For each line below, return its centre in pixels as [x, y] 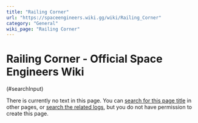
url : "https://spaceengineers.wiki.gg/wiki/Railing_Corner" [84, 18]
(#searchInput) [25, 89]
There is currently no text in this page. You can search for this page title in [99, 100]
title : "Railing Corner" [38, 12]
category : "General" [32, 23]
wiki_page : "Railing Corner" [43, 29]
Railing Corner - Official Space [84, 59]
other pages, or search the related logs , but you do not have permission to [99, 107]
